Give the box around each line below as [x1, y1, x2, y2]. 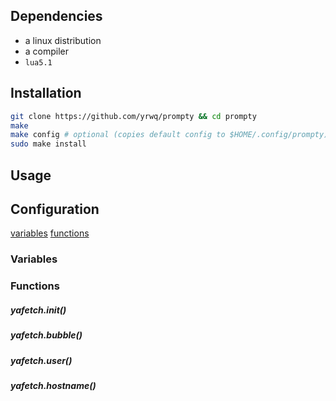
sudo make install [10, 139, 87, 149]
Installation [10, 85, 82, 102]
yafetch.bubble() [10, 329, 83, 341]
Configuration [10, 200, 100, 218]
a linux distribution [24, 34, 102, 46]
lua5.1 [24, 57, 53, 68]
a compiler [24, 45, 70, 57]
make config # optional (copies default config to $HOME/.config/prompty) [10, 130, 329, 140]
